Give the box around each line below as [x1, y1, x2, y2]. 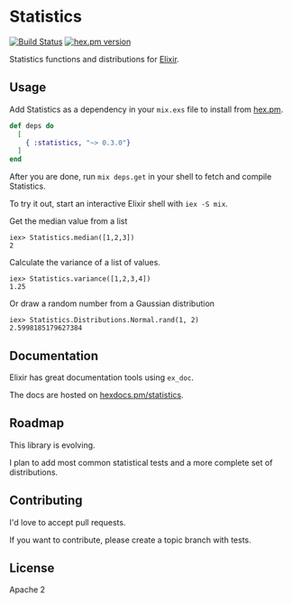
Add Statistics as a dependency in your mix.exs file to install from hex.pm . [9, 104, 284, 115]
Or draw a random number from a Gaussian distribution [9, 298, 214, 309]
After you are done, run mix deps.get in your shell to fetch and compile [9, 172, 272, 182]
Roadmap [9, 415, 65, 431]
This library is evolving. [9, 440, 96, 451]
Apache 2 [9, 584, 46, 595]
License [9, 560, 55, 575]
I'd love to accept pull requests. [9, 516, 126, 527]
